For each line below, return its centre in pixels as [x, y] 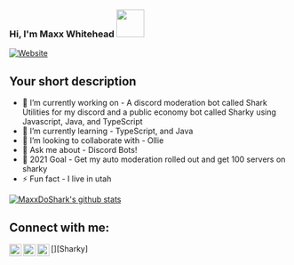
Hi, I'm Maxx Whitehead [62, 34]
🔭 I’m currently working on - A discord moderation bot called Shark [145, 103]
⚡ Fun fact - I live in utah [67, 179]
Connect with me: [60, 227]
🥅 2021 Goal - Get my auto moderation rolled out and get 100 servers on [154, 159]
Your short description [73, 81]
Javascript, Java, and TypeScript [83, 122]
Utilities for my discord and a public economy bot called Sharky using [149, 112]
